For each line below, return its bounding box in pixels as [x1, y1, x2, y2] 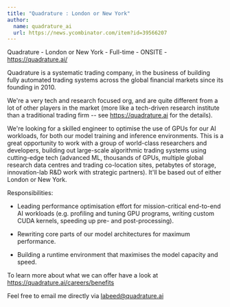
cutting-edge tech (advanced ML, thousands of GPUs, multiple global [7, 154, 204, 162]
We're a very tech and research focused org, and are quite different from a [7, 97, 218, 105]
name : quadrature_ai [13, 23, 72, 30]
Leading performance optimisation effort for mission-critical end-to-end [16, 202, 221, 210]
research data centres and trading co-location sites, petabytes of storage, [7, 161, 216, 169]
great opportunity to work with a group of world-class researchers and [7, 139, 207, 148]
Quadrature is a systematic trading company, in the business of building [7, 69, 211, 77]
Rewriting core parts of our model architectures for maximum [16, 230, 190, 238]
